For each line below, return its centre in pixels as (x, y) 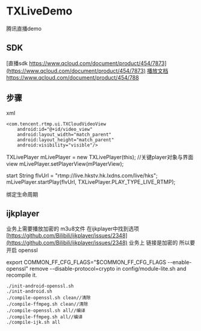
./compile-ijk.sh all (33, 323)
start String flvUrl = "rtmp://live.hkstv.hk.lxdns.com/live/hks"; (82, 175)
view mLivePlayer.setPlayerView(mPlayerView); (65, 163)
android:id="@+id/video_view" (55, 129)
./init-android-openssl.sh (40, 286)
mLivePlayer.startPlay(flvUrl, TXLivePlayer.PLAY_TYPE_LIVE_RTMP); (91, 181)
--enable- (180, 262)
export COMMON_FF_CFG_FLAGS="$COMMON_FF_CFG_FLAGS (86, 262)
